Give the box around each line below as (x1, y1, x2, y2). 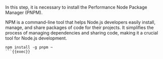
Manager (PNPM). (5, 9, 43, 15)
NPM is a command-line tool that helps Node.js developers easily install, (5, 19, 155, 25)
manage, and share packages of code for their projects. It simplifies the (5, 24, 154, 30)
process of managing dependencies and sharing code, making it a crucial (5, 30, 158, 35)
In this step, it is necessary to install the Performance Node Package (5, 4, 147, 10)
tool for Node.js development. (5, 35, 67, 41)
